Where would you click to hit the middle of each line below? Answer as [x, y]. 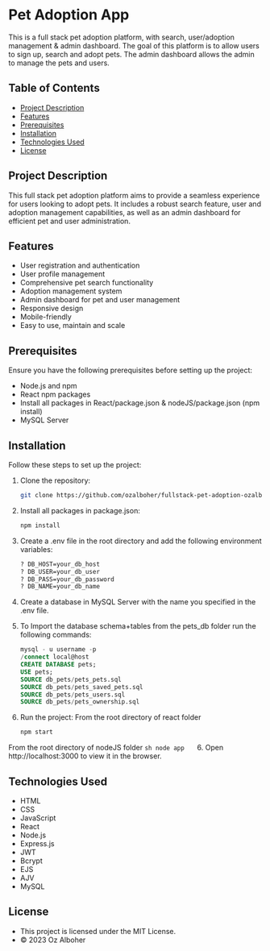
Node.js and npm [48, 386]
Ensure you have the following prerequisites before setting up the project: [130, 370]
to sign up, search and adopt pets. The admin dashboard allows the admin [132, 54]
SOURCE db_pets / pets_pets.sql [71, 679]
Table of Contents [54, 88]
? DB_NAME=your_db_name [60, 587]
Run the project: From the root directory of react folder [110, 717]
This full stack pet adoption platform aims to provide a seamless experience [134, 195]
